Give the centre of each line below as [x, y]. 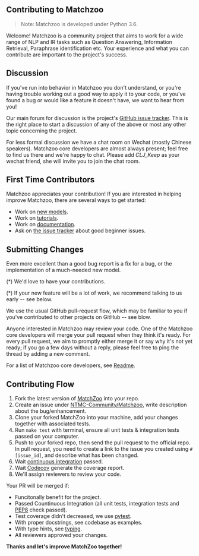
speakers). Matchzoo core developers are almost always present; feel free [97, 149]
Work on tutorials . [37, 218]
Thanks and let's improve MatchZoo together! [64, 546]
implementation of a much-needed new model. [64, 270]
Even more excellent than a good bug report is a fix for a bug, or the [89, 264]
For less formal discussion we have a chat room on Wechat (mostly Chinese [99, 142]
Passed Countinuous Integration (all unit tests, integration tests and [97, 504]
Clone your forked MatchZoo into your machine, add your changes [96, 418]
